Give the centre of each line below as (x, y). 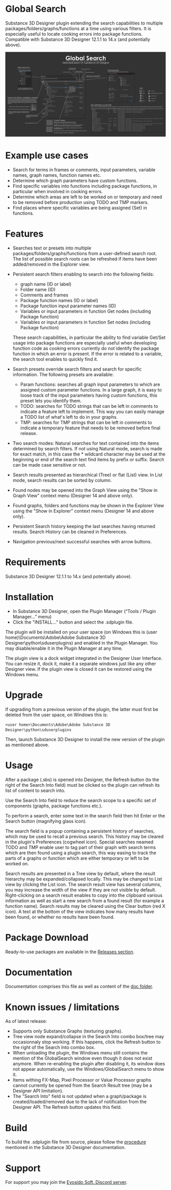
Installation (30, 597)
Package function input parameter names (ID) (68, 306)
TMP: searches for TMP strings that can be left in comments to (86, 422)
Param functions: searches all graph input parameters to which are (90, 384)
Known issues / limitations (62, 1007)
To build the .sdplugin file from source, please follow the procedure (76, 1142)
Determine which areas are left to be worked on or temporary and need (87, 197)
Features (24, 234)
